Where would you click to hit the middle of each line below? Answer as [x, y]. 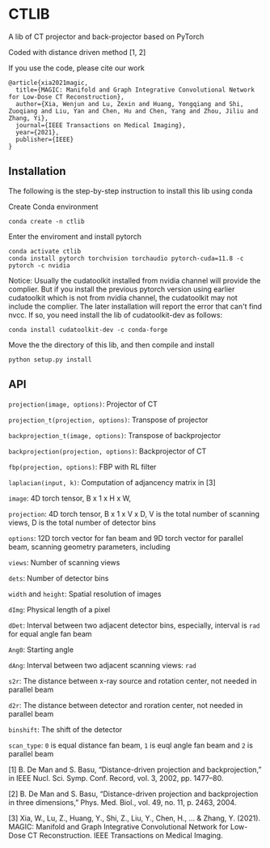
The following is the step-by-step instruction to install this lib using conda [131, 190]
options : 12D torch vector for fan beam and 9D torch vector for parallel [126, 538]
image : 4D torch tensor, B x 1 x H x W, [70, 498]
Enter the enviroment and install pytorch [75, 237]
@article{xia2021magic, [49, 83]
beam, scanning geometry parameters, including [90, 547]
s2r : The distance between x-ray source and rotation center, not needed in [133, 680]
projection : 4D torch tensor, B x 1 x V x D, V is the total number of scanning [134, 513]
